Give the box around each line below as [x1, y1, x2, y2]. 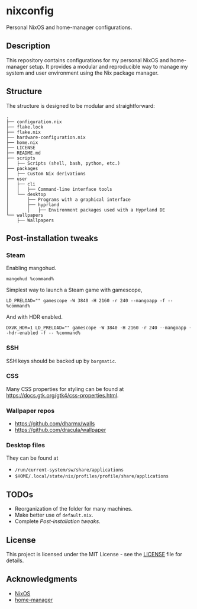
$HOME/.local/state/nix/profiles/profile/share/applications [14, 473, 169, 479]
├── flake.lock [6, 124, 44, 130]
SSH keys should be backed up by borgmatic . [6, 357, 117, 364]
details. [6, 557, 24, 564]
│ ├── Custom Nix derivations [6, 171, 86, 177]
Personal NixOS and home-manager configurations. [6, 24, 133, 31]
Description [6, 41, 50, 51]
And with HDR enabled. [6, 313, 63, 320]
